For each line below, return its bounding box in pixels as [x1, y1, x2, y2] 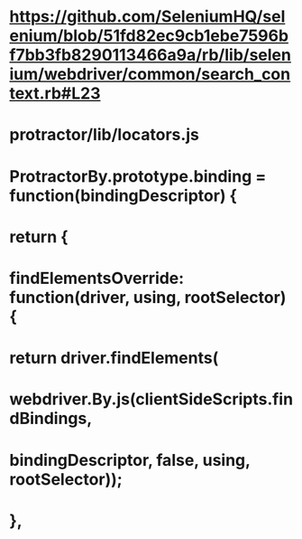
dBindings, [9, 409, 93, 429]
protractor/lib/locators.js [9, 125, 200, 146]
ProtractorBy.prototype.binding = [9, 165, 267, 186]
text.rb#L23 [9, 83, 101, 104]
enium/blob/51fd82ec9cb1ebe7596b [9, 25, 289, 46]
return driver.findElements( [9, 348, 219, 368]
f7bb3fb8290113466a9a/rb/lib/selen [9, 45, 291, 65]
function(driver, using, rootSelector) [9, 287, 287, 307]
